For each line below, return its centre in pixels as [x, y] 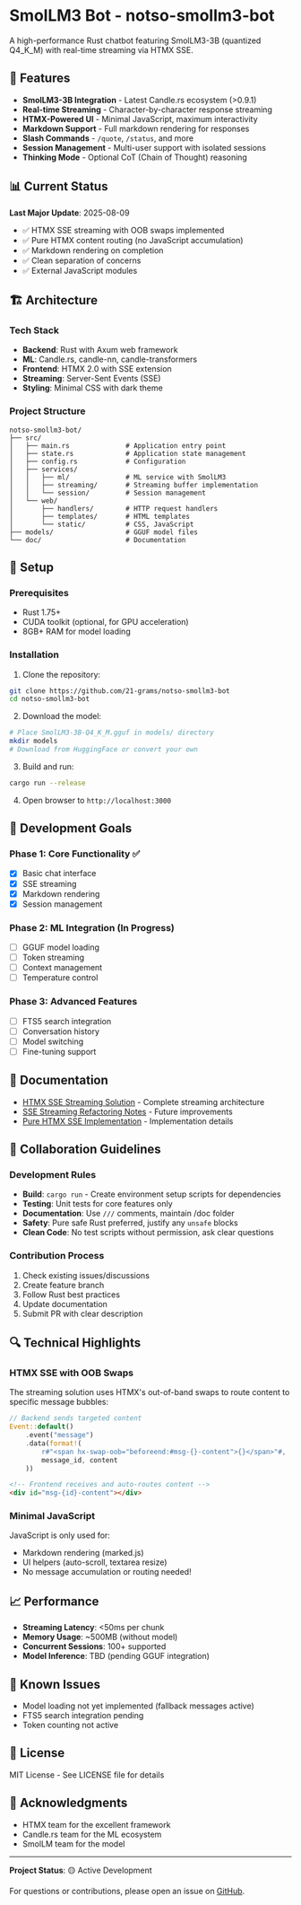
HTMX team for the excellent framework [96, 1824]
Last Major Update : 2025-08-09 [69, 213]
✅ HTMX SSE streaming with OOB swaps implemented [123, 230]
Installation [34, 654]
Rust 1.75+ [41, 612]
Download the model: [61, 716]
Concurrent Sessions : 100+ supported [94, 1646]
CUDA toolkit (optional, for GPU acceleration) [106, 622]
